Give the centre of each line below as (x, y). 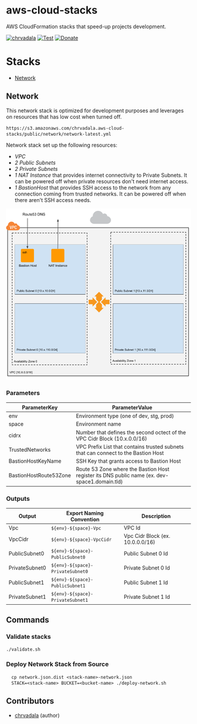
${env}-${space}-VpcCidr (81, 540)
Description (156, 516)
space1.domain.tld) (99, 481)
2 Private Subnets (36, 169)
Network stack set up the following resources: (62, 145)
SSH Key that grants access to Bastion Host (128, 461)
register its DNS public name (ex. (116, 476)
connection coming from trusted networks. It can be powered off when (100, 194)
